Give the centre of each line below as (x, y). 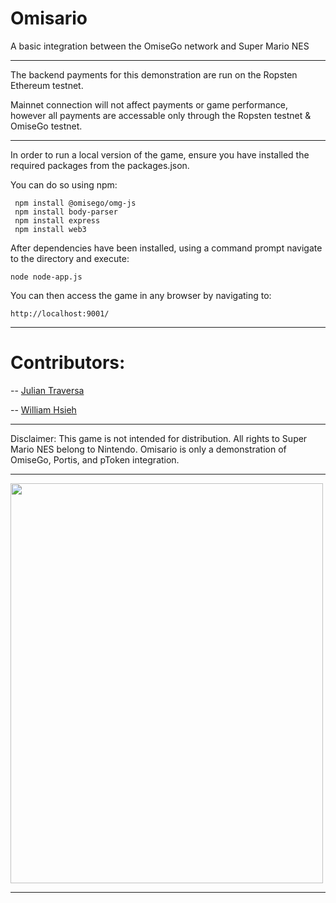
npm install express (57, 220)
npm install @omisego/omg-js (75, 203)
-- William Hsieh (43, 409)
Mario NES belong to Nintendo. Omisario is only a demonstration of (148, 449)
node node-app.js (46, 277)
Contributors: (68, 363)
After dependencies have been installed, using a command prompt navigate (166, 248)
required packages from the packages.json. (100, 165)
